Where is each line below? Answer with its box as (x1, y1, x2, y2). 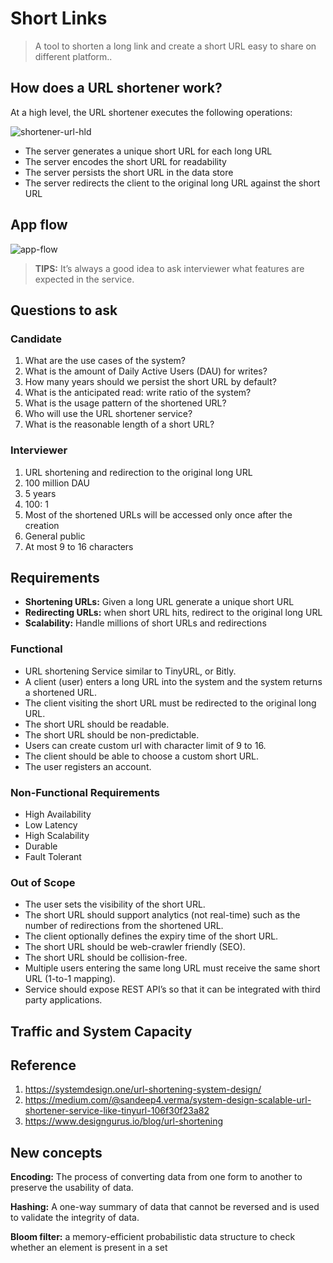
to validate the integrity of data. (10, 1212, 140, 1224)
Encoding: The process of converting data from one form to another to (10, 1171, 303, 1183)
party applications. (24, 994, 103, 1006)
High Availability (24, 808, 92, 820)
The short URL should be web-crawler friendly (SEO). (24, 941, 246, 953)
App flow (10, 217, 68, 234)
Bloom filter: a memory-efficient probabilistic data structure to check (10, 1231, 296, 1243)
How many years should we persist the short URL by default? (24, 376, 277, 388)
